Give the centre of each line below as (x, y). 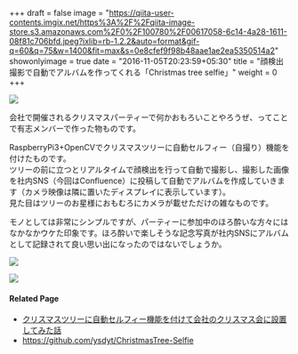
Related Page (34, 298)
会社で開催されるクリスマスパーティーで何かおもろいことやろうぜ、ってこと (149, 117)
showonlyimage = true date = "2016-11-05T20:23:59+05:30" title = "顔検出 (147, 61)
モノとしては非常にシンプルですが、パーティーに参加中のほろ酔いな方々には (149, 222)
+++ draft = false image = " (59, 13)
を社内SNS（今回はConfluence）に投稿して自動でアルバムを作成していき (143, 181)
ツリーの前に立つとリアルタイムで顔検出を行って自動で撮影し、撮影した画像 (149, 169)
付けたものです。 (40, 158)
